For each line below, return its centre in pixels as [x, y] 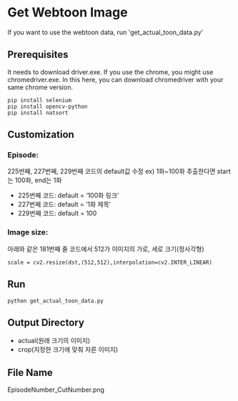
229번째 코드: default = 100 [57, 213]
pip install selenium [40, 100]
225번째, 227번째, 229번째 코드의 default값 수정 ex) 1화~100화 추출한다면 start [119, 172]
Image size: [28, 232]
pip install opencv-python [48, 107]
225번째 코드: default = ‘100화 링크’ [68, 195]
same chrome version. [40, 87]
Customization [41, 135]
